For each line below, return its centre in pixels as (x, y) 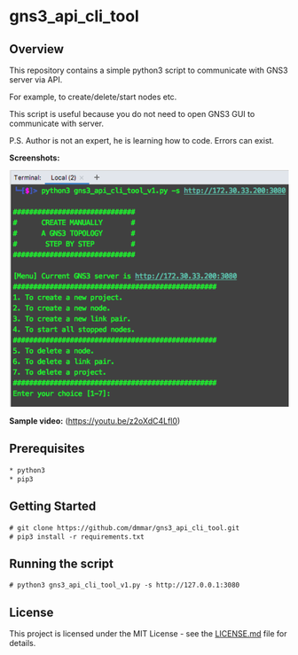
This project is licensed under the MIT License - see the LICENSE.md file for (148, 634)
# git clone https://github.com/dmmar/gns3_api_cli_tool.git (125, 528)
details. (23, 643)
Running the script (61, 563)
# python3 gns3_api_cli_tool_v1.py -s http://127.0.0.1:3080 (125, 585)
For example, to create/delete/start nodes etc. (93, 97)
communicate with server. (57, 123)
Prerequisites (47, 449)
